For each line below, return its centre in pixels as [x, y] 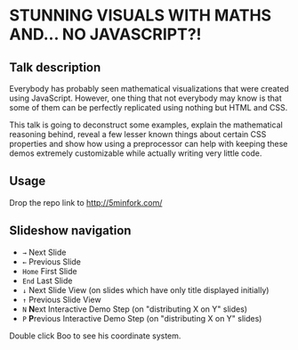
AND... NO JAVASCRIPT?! [105, 34]
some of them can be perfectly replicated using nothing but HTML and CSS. [149, 107]
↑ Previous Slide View [61, 299]
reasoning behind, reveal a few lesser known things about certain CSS [138, 134]
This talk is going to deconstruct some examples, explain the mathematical [146, 125]
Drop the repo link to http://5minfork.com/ [86, 202]
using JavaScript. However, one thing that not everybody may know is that [145, 98]
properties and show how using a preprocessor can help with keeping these [149, 144]
